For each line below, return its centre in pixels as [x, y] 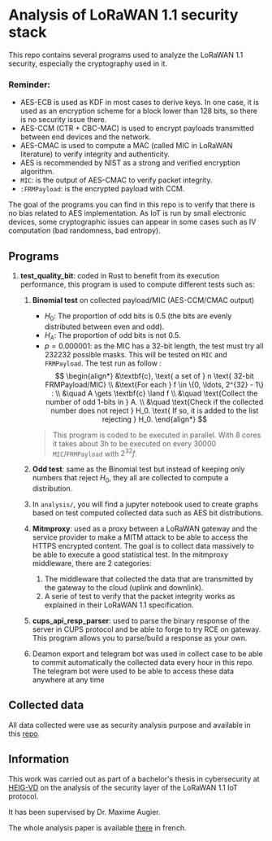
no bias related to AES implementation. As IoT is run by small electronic [127, 213]
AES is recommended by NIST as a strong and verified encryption [130, 163]
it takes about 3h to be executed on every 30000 [134, 443]
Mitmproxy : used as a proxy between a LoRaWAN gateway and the [145, 529]
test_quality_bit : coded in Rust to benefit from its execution [120, 276]
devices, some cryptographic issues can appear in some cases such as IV [132, 222]
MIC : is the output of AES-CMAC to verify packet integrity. [116, 180]
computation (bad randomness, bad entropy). [84, 230]
